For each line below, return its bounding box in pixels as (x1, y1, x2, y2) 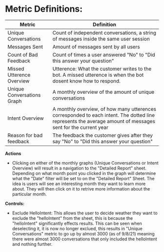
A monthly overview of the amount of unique (52, 88, 155, 95)
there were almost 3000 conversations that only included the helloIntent (12, 236, 157, 242)
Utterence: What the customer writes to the (52, 65, 152, 72)
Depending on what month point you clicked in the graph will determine (12, 170, 156, 176)
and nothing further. (12, 241, 53, 247)
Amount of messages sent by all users (52, 43, 140, 50)
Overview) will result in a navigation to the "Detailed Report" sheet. (12, 165, 147, 171)
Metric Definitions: (5, 3, 83, 15)
